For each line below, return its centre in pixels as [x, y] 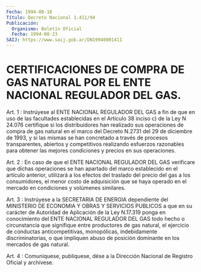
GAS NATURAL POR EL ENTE [79, 83]
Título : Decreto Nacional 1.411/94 [51, 17]
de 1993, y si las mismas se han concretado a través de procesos [87, 138]
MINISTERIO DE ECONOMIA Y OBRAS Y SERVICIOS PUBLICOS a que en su [99, 206]
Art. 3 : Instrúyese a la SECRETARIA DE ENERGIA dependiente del [87, 199]
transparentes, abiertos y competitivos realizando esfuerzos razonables [95, 144]
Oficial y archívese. [30, 262]
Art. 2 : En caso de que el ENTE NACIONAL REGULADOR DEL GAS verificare [101, 162]
